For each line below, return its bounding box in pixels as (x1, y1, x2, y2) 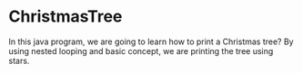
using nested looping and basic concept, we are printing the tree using (8, 45, 274, 56)
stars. (8, 55, 30, 66)
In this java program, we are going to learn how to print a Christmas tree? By (8, 36, 294, 47)
